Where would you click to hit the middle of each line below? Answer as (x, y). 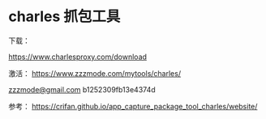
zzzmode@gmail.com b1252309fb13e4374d (82, 89)
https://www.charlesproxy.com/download (78, 57)
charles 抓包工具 (64, 17)
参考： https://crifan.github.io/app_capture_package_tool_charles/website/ (133, 106)
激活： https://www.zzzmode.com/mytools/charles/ (94, 73)
